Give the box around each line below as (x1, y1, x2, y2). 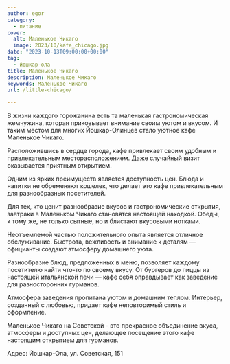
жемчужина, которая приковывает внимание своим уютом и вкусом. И (7, 119, 218, 127)
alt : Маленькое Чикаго (13, 36, 78, 43)
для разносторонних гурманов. (7, 280, 100, 288)
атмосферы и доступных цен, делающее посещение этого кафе (7, 329, 195, 337)
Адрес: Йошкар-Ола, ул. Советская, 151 (7, 350, 124, 358)
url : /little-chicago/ (7, 87, 72, 93)
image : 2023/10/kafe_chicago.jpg (13, 42, 109, 49)
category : (7, 16, 36, 23)
